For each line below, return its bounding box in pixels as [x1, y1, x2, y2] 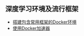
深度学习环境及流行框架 [5, 4, 78, 13]
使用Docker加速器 [12, 25, 51, 31]
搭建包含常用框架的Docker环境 [12, 19, 77, 25]
